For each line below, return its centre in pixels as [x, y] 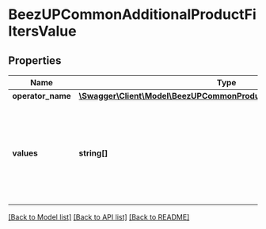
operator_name [42, 96]
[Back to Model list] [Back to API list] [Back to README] [99, 217]
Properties [35, 60]
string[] [93, 153]
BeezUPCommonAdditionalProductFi [132, 15]
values [25, 153]
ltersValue [42, 31]
